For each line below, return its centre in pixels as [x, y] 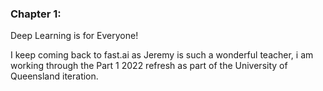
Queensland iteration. [54, 76]
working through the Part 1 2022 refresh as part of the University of [149, 66]
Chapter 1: [36, 14]
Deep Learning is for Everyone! [74, 36]
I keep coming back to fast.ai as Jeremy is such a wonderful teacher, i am [162, 55]
